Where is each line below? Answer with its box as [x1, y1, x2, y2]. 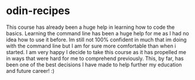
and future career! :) [6, 67, 54, 74]
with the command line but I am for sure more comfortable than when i [6, 42, 176, 49]
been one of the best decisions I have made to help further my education [6, 61, 182, 68]
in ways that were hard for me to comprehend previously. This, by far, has [6, 55, 184, 62]
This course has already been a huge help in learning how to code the [6, 24, 175, 31]
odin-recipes [6, 4, 70, 18]
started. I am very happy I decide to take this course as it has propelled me [6, 48, 186, 55]
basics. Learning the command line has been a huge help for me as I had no [6, 29, 189, 36]
